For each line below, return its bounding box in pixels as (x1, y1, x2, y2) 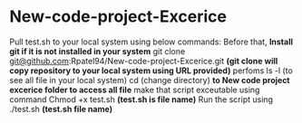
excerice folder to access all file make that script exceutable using (9, 84, 260, 95)
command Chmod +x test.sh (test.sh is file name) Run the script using (9, 93, 274, 105)
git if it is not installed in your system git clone (9, 45, 186, 56)
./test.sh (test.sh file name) (9, 103, 113, 114)
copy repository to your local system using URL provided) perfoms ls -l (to (9, 65, 293, 76)
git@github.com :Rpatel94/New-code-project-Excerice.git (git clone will (9, 55, 278, 66)
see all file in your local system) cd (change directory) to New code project (9, 74, 290, 85)
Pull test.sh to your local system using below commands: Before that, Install (9, 36, 293, 47)
